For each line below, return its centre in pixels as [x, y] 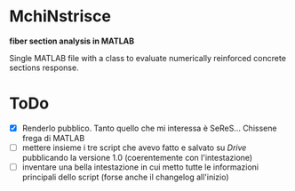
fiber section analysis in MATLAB [72, 41]
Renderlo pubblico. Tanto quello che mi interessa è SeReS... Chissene [149, 128]
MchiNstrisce [60, 16]
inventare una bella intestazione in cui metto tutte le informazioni [140, 167]
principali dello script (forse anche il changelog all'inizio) [125, 177]
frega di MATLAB [53, 138]
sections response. [44, 68]
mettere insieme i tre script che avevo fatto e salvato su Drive [134, 147]
